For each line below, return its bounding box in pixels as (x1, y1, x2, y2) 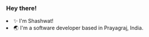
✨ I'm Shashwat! (14, 18, 54, 25)
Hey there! (6, 4, 37, 12)
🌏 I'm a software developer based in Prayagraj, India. (14, 25, 144, 32)
